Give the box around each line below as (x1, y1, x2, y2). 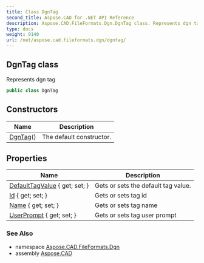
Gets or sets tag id (95, 191, 147, 200)
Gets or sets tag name (95, 201, 158, 210)
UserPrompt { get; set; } (9, 211, 77, 219)
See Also (6, 229, 33, 237)
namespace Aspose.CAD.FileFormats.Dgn (15, 243, 120, 250)
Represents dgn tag (6, 75, 56, 83)
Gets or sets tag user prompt (95, 211, 177, 219)
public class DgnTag (6, 87, 59, 94)
